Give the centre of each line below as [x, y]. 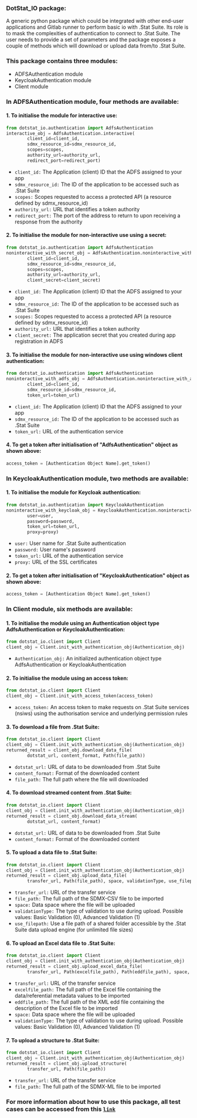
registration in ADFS [39, 341]
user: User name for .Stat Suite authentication [70, 543]
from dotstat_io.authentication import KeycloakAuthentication [85, 505]
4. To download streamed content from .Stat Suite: [69, 792]
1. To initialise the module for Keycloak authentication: [74, 492]
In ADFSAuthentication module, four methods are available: [93, 101]
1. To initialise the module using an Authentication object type [83, 623]
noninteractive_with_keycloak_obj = [51, 510]
